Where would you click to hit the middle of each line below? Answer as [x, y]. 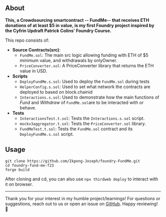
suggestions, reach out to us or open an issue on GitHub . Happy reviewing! [82, 204]
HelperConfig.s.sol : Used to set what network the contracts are [85, 87]
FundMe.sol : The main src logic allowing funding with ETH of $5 [84, 55]
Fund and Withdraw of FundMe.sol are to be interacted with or [82, 102]
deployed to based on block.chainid [56, 92]
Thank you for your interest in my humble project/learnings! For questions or [83, 198]
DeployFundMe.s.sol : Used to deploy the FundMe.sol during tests [84, 81]
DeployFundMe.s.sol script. [47, 134]
